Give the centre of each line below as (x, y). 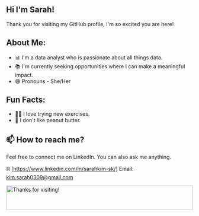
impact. (24, 75)
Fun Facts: (26, 100)
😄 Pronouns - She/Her (43, 81)
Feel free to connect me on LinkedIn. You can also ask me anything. (89, 157)
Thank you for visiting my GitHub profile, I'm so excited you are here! (90, 24)
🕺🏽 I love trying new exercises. (52, 114)
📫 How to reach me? (45, 140)
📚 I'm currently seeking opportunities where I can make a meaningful (100, 66)
